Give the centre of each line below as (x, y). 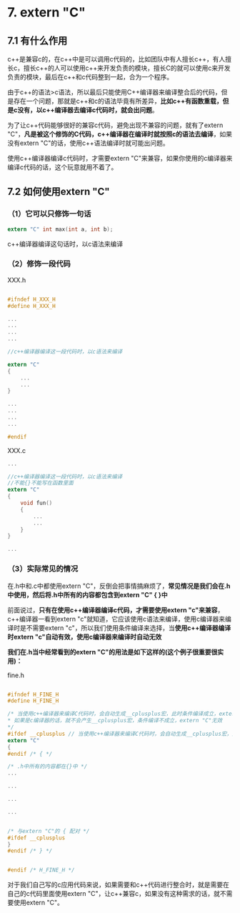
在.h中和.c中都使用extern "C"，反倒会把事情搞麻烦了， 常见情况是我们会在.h (119, 586)
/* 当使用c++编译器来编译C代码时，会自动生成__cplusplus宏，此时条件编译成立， (113, 714)
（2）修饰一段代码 (39, 264)
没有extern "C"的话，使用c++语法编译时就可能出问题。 (88, 143)
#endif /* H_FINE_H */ (41, 870)
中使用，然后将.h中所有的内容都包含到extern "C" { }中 (87, 594)
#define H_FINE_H (33, 701)
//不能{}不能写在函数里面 (40, 483)
